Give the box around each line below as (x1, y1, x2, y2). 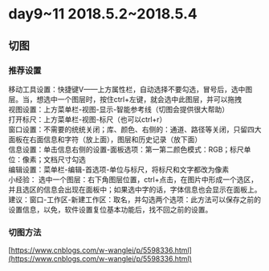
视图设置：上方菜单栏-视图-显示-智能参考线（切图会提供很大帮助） (8, 104, 230, 114)
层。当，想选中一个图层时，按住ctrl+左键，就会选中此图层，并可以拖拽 (8, 94, 243, 104)
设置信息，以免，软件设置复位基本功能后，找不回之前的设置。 (8, 204, 213, 214)
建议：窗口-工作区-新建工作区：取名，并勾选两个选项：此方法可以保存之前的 (8, 194, 261, 204)
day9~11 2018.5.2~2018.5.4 (8, 5, 198, 23)
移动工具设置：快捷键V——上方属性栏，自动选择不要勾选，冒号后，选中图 (8, 84, 253, 94)
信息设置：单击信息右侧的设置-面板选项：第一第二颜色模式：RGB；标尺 (8, 144, 245, 154)
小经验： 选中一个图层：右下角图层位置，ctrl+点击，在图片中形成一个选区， (8, 174, 259, 184)
